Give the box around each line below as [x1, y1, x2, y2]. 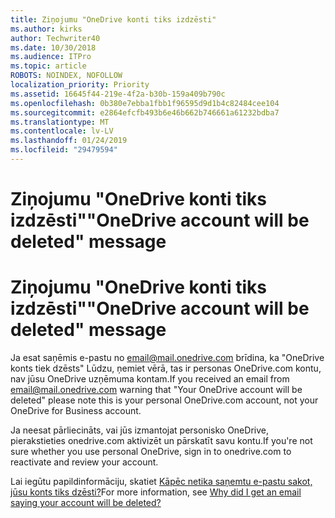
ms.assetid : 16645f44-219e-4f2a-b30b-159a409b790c [10, 89, 226, 99]
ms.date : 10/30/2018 [10, 42, 97, 53]
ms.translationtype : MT [10, 117, 110, 127]
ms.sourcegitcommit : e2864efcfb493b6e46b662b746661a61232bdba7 [10, 107, 280, 118]
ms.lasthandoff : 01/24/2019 [10, 136, 128, 146]
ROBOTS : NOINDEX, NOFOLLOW [10, 71, 123, 81]
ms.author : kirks [10, 24, 83, 34]
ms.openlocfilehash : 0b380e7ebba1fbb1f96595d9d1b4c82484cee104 [10, 98, 280, 108]
